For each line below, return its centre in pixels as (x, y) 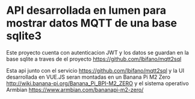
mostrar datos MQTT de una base (92, 23)
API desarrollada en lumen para (86, 10)
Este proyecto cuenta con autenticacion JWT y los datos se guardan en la (98, 52)
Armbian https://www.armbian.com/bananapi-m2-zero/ (75, 89)
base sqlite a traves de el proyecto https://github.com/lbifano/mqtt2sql (94, 59)
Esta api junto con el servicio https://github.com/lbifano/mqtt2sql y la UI (95, 70)
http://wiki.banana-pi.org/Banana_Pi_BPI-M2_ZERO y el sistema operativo (97, 83)
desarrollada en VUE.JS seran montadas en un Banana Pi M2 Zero (88, 77)
